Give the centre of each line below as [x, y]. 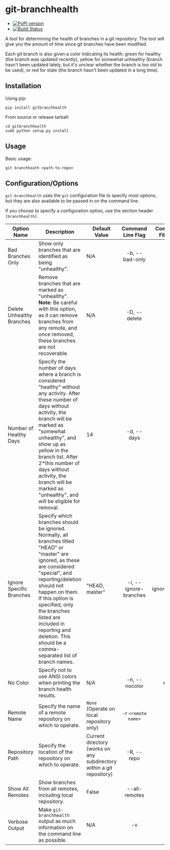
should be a [53, 643]
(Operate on [101, 709]
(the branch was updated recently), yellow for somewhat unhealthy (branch [84, 59]
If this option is [56, 599]
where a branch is [60, 374]
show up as [52, 444]
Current [95, 736]
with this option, [58, 309]
